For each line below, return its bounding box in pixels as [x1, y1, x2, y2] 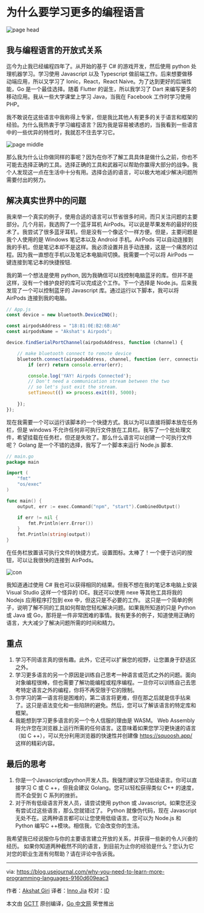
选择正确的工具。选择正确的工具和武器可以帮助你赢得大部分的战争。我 [22, 160, 198, 168]
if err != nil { [17, 514, 59, 520]
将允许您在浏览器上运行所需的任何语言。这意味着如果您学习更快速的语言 [15, 724, 196, 731]
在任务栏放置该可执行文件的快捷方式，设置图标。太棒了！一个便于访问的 [6, 549, 187, 556]
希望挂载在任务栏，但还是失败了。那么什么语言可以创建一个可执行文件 [16, 433, 192, 441]
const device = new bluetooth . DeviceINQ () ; [6, 312, 118, 318]
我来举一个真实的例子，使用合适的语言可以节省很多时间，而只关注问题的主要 [6, 213, 198, 220]
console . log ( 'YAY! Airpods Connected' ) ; [28, 373, 132, 379]
